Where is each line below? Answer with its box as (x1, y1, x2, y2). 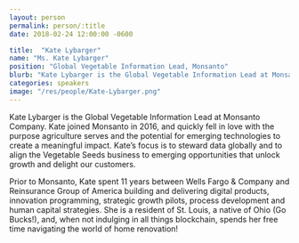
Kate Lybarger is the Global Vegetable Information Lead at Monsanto (9, 111, 261, 122)
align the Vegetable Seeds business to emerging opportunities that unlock (9, 149, 280, 160)
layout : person (9, 12, 66, 22)
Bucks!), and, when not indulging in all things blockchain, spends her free (9, 214, 279, 224)
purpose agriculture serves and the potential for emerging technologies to (9, 130, 281, 141)
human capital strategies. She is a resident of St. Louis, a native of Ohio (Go (9, 204, 287, 215)
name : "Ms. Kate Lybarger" (9, 54, 109, 63)
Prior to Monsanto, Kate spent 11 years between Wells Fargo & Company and (9, 175, 290, 187)
